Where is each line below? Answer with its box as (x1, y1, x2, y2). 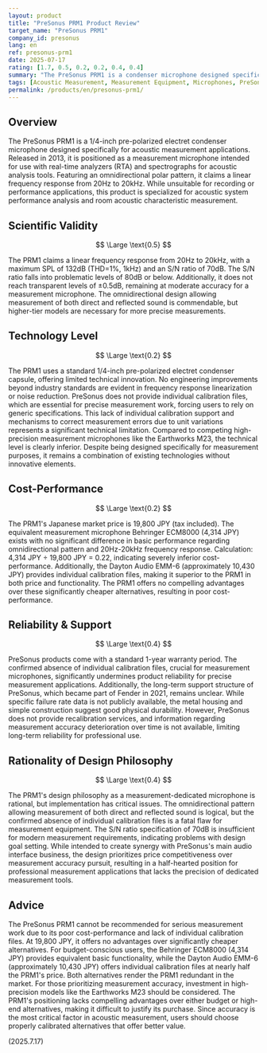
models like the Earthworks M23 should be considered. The (40, 988, 236, 997)
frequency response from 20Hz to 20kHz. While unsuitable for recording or (8, 179, 255, 188)
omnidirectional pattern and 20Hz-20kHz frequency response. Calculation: (8, 544, 253, 554)
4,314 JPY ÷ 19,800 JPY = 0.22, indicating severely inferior (8, 552, 201, 562)
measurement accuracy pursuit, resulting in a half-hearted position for (8, 859, 238, 868)
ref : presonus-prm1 (8, 49, 73, 57)
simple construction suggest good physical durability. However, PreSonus (8, 705, 250, 715)
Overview (8, 115, 58, 128)
